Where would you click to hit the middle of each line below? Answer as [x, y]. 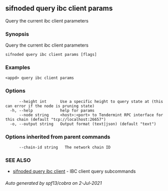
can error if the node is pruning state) [50, 106]
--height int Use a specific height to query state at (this [91, 101]
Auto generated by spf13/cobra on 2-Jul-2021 [54, 183]
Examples [18, 68]
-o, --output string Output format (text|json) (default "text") [83, 124]
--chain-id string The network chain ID [65, 147]
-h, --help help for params [52, 110]
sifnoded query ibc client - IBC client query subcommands [74, 172]
